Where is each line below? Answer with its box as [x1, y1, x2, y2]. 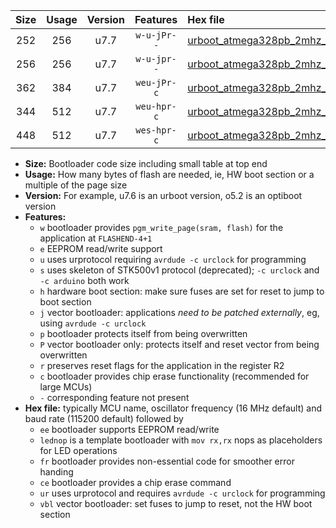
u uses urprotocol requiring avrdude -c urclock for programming [39, 254, 307, 265]
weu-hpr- [135, 101, 177, 112]
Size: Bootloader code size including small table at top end [24, 158, 268, 169]
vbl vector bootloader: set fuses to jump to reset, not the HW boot [39, 498, 313, 509]
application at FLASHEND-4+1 [39, 232, 153, 244]
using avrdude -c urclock [39, 317, 147, 329]
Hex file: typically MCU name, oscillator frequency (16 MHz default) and [24, 402, 323, 414]
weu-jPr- [135, 77, 177, 88]
